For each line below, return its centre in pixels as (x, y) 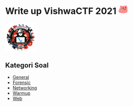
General (21, 77)
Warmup (21, 93)
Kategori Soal (27, 65)
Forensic (22, 82)
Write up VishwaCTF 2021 (61, 11)
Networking (25, 88)
